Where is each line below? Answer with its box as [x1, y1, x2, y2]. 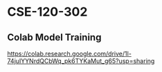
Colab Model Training [7, 32, 102, 43]
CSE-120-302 [7, 4, 88, 20]
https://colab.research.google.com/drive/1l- [7, 49, 132, 58]
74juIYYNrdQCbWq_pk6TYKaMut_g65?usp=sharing [7, 57, 155, 65]
